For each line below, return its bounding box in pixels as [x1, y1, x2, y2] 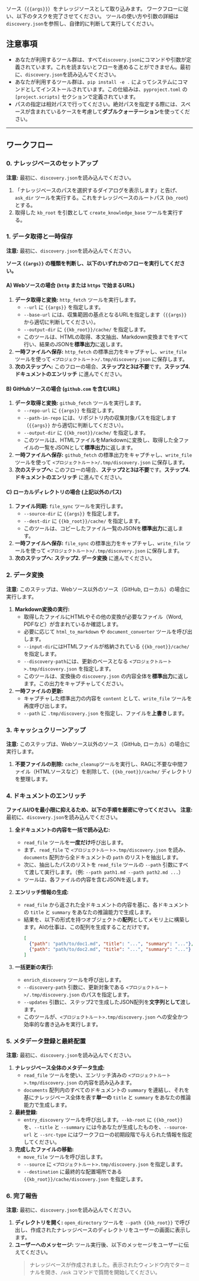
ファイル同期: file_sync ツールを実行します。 [14, 502, 126, 510]
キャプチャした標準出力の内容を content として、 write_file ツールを [23, 694, 192, 702]
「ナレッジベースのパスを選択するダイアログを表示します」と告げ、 [14, 186, 181, 194]
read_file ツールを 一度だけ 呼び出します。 [23, 839, 127, 846]
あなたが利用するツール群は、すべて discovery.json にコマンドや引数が [14, 56, 187, 63]
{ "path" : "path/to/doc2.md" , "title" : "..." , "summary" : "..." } [28, 947, 191, 953]
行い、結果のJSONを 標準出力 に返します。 [23, 341, 126, 347]
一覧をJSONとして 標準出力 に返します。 [39, 444, 136, 451]
